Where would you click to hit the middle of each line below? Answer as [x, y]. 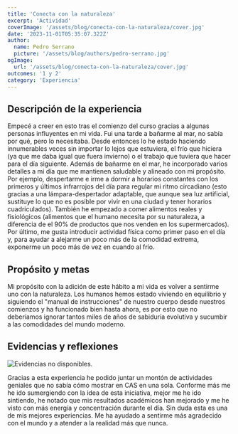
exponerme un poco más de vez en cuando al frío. [81, 247]
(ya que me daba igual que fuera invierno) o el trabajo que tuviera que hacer [119, 157]
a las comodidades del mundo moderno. [66, 324]
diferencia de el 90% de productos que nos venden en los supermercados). [118, 224]
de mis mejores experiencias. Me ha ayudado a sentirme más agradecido [114, 415]
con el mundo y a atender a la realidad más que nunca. [88, 423]
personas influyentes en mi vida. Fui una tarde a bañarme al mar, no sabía [115, 134]
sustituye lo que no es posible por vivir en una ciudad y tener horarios [109, 202]
